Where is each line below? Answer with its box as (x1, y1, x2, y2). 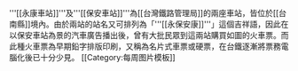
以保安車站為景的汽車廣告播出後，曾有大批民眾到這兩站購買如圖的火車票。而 (9, 30, 289, 40)
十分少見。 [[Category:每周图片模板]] (39, 52, 176, 62)
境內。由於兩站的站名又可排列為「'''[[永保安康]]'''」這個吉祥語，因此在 (30, 19, 289, 29)
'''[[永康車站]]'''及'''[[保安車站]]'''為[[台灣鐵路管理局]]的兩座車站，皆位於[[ (9, 8, 279, 18)
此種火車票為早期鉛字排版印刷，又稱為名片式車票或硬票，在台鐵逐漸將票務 (9, 41, 281, 51)
